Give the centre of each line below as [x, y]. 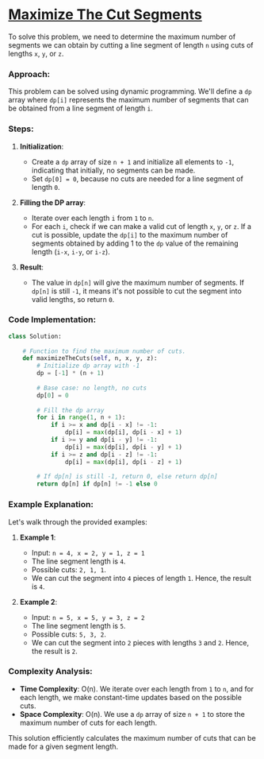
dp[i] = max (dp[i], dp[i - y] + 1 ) [123, 447]
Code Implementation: [52, 319]
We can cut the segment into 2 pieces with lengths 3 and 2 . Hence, [140, 642]
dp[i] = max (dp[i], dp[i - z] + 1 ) [123, 462]
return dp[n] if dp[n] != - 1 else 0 [97, 484]
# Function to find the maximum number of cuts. [104, 351]
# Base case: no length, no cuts [92, 388]
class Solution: [35, 336]
